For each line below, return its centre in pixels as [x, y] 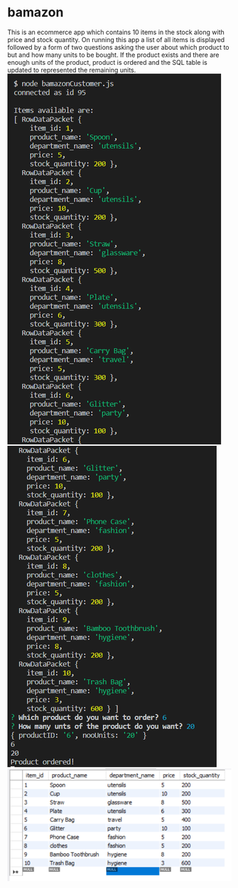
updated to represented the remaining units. [72, 70]
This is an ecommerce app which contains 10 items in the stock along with [116, 32]
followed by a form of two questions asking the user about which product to [118, 47]
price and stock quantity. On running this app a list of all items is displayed [116, 39]
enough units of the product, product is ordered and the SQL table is [107, 62]
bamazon [36, 12]
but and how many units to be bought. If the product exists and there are [113, 55]
